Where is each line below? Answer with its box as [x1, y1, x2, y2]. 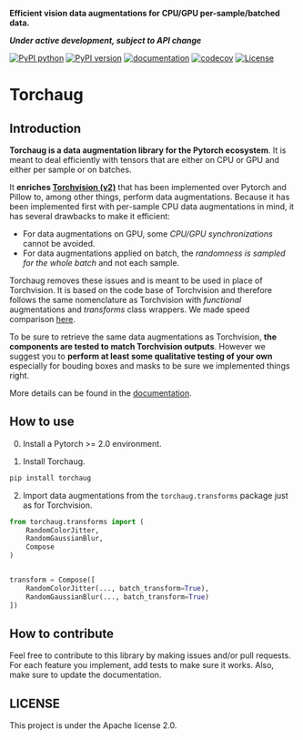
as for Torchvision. [22, 500, 93, 511]
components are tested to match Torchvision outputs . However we [9, 341, 266, 351]
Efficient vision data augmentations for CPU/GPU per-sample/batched [9, 8, 280, 18]
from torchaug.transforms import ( [9, 517, 145, 526]
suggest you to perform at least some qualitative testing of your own [9, 350, 273, 361]
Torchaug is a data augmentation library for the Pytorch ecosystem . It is [9, 145, 287, 156]
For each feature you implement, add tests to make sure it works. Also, [9, 660, 275, 671]
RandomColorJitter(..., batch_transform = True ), [25, 583, 209, 593]
